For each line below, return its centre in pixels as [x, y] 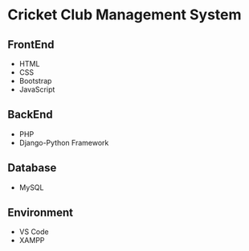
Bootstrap [35, 81]
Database [32, 168]
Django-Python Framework [64, 142]
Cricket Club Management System [124, 15]
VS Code [34, 232]
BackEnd [30, 115]
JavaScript [37, 89]
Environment [41, 213]
